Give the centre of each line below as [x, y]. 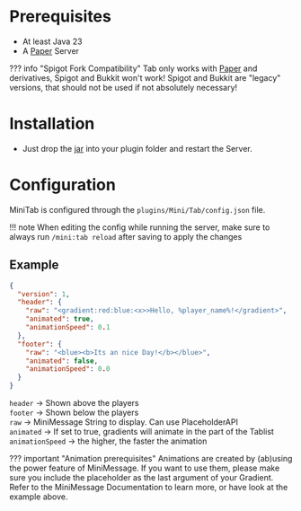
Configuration [63, 185]
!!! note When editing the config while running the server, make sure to [140, 227]
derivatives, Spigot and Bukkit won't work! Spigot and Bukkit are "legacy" [145, 77]
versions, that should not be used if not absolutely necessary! [124, 87]
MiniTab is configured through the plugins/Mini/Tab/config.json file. [137, 209]
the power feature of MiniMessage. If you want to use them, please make [145, 468]
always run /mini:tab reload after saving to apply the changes [126, 236]
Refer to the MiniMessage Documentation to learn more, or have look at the [149, 487]
